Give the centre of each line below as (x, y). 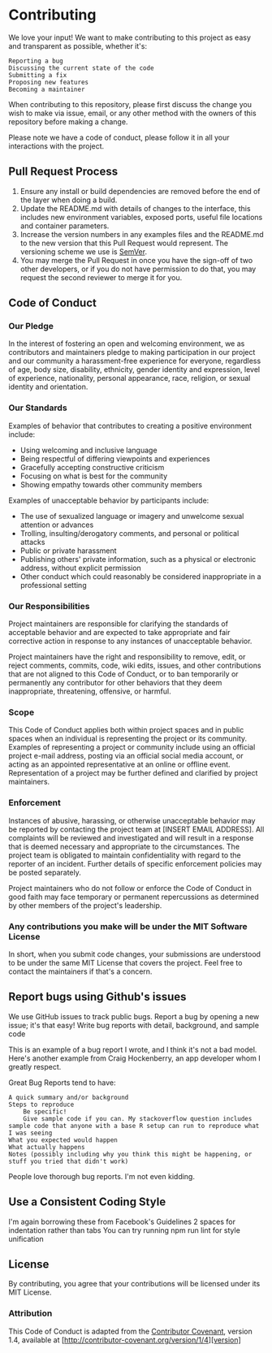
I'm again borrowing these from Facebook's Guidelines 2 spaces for (122, 1221)
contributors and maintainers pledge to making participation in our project (132, 352)
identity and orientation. (48, 387)
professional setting (53, 585)
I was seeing (30, 1133)
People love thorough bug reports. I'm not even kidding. (101, 1176)
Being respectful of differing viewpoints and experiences (115, 458)
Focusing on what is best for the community (94, 476)
